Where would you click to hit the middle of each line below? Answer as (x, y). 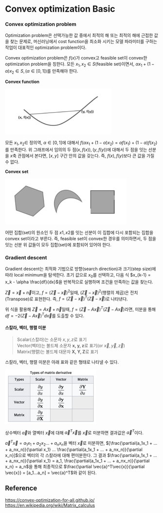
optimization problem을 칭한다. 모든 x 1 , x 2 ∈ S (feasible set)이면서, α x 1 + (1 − (80, 65)
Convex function (22, 82)
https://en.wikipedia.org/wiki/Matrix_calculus (50, 505)
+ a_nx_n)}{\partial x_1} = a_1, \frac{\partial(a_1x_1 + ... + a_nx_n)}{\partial (77, 461)
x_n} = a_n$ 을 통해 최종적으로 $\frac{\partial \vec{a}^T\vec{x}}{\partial (75, 466)
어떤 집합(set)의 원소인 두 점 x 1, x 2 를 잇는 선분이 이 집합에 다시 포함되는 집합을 (79, 232)
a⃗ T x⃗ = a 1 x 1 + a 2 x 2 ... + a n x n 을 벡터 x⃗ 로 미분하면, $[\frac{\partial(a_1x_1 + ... (81, 443)
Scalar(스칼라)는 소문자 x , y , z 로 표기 (52, 339)
